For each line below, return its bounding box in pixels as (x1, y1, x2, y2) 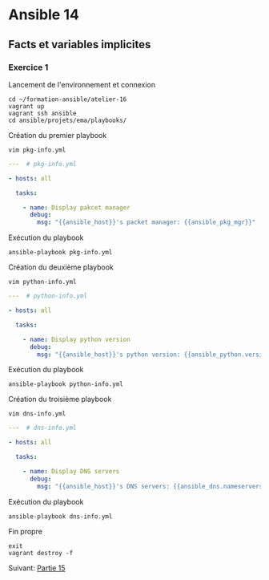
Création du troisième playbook (8, 395, 112, 404)
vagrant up (8, 102, 45, 110)
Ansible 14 (8, 6, 80, 24)
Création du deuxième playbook (8, 262, 114, 272)
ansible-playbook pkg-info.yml (8, 249, 113, 257)
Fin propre (8, 526, 42, 536)
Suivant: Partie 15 (8, 563, 66, 573)
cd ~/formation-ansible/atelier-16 (8, 95, 127, 103)
